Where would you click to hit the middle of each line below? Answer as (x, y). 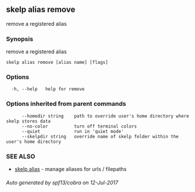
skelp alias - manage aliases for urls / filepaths (70, 169)
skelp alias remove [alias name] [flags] (57, 63)
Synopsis (20, 39)
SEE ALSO (21, 156)
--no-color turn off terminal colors (79, 126)
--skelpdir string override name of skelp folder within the (100, 136)
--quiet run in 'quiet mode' (73, 131)
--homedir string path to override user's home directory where (105, 116)
